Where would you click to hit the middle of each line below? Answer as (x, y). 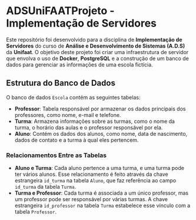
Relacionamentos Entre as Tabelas (57, 155)
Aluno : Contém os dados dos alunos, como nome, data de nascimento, (101, 134)
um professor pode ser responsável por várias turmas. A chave (91, 199)
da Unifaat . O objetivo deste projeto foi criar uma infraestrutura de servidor (97, 52)
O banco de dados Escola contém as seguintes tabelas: (73, 97)
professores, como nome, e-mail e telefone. (68, 115)
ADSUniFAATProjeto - (60, 11)
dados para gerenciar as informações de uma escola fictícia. (79, 64)
